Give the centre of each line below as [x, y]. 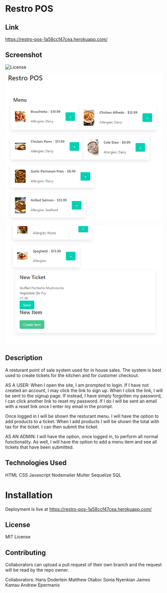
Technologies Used [36, 463]
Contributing [25, 553]
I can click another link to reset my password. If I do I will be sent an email [81, 401]
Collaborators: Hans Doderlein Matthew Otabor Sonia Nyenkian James [78, 580]
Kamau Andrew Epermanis [32, 585]
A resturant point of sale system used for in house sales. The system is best [83, 370]
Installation [29, 495]
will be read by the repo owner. [37, 570]
